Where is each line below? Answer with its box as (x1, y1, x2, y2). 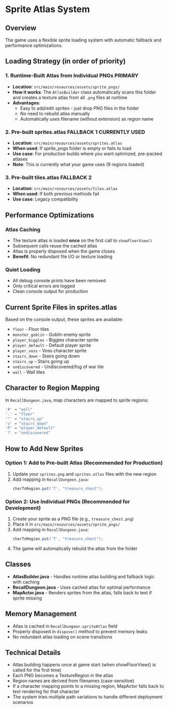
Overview (5, 24, 37, 32)
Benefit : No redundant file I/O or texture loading (12, 254, 112, 260)
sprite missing (12, 595, 42, 601)
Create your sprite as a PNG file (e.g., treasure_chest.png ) (12, 516, 134, 522)
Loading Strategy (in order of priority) (5, 57, 126, 66)
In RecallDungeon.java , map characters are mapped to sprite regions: (5, 397, 149, 403)
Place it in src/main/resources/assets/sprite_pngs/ (12, 521, 120, 527)
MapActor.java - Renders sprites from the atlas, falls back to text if (12, 589, 152, 595)
